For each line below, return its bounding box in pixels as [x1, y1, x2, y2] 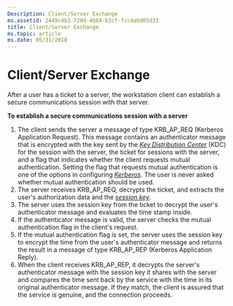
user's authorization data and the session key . [17, 193, 151, 201]
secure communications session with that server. [7, 98, 150, 107]
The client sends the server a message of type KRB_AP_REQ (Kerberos [17, 125, 224, 134]
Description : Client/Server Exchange [7, 10, 118, 18]
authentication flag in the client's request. [17, 223, 139, 232]
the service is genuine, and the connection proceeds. [17, 290, 172, 299]
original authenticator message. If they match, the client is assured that [17, 283, 224, 292]
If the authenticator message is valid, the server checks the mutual [17, 216, 211, 224]
